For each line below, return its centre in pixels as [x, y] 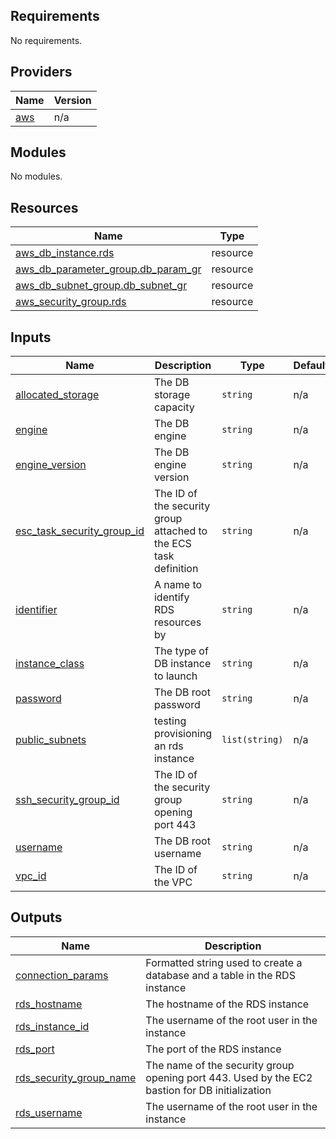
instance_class [50, 664]
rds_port [35, 1049]
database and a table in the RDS [220, 975]
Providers [41, 72]
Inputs [31, 337]
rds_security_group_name [76, 1077]
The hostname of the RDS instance [227, 1004]
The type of [181, 651]
